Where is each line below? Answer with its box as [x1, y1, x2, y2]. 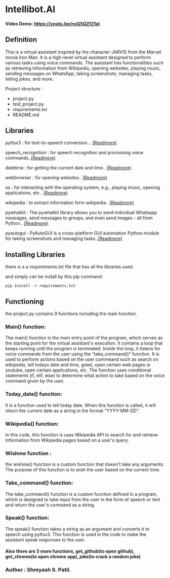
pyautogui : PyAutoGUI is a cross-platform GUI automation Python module [5, 230, 159, 236]
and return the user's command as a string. [5, 501, 96, 508]
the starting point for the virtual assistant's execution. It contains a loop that [5, 340, 163, 346]
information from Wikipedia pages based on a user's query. [5, 437, 129, 443]
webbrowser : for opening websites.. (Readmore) [5, 175, 108, 181]
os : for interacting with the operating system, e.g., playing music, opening [5, 184, 160, 191]
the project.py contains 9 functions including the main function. [5, 311, 138, 317]
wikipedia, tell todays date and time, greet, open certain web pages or [5, 362, 151, 368]
